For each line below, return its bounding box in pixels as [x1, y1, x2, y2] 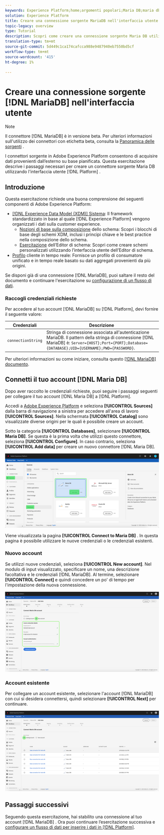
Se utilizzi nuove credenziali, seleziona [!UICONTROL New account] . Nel [5, 561, 152, 567]
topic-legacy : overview [5, 24, 54, 28]
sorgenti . [5, 144, 24, 150]
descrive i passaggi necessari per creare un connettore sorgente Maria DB [5, 163, 155, 169]
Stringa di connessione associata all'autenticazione [46, 329, 150, 336]
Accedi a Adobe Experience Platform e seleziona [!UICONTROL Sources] [5, 403, 153, 409]
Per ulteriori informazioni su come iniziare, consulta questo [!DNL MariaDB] [5, 356, 156, 362]
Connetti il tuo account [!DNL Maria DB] [5, 375, 127, 384]
